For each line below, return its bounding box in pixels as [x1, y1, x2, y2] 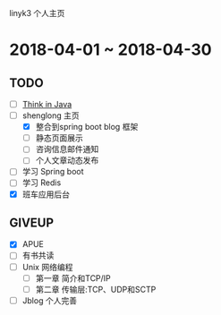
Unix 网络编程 [21, 261, 73, 272]
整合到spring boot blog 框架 [35, 122, 139, 132]
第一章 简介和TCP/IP [35, 272, 112, 284]
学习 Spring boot [21, 166, 84, 177]
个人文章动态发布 [35, 155, 99, 166]
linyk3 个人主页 [9, 8, 65, 18]
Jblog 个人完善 [21, 294, 78, 306]
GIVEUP [9, 215, 55, 230]
